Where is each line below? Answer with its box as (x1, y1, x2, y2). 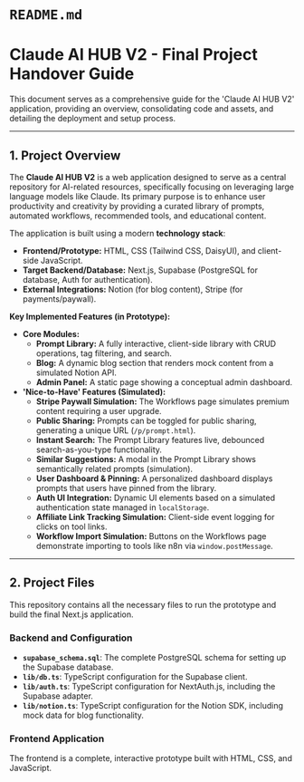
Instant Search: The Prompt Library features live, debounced (35, 434, 265, 445)
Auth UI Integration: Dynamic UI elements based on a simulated (35, 492, 276, 503)
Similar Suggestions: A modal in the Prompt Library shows (35, 453, 256, 464)
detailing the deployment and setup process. (9, 113, 176, 124)
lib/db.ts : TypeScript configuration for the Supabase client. (22, 671, 248, 682)
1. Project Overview (9, 148, 121, 163)
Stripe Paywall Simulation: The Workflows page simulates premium (35, 396, 290, 407)
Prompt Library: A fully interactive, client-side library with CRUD (35, 338, 277, 349)
